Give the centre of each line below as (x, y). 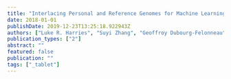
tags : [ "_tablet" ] (33, 65)
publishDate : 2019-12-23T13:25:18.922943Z (69, 26)
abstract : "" (26, 45)
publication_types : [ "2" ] (44, 39)
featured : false (30, 52)
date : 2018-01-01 (32, 20)
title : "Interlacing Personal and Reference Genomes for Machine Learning (117, 13)
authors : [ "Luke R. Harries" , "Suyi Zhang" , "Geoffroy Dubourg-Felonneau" (117, 33)
